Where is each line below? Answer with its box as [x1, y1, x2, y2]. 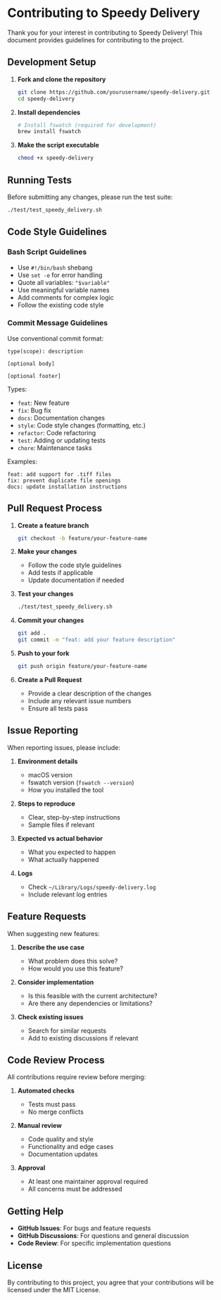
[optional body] [7, 360, 55, 367]
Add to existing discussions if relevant [27, 1033, 139, 1042]
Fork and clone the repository [17, 75, 106, 83]
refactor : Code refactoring [17, 428, 96, 437]
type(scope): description [7, 348, 83, 355]
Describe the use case [17, 943, 84, 952]
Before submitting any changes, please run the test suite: [7, 193, 173, 201]
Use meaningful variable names [17, 286, 110, 294]
